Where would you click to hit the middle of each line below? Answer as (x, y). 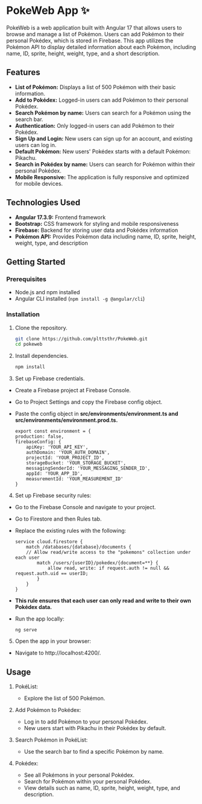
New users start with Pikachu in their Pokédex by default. (95, 728)
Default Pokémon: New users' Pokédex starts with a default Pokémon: (103, 151)
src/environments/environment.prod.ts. (66, 420)
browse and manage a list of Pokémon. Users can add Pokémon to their (95, 34)
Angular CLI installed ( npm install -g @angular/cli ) (80, 299)
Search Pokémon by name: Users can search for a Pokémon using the (103, 113)
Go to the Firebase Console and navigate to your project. (85, 507)
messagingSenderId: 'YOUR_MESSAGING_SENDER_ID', (88, 469)
